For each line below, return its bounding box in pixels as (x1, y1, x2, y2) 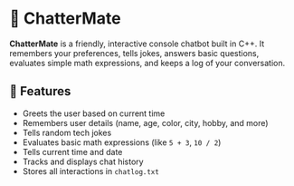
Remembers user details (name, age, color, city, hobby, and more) (22, 117, 269, 128)
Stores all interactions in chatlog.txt (22, 165, 160, 176)
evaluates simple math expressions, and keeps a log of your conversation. (9, 57, 286, 68)
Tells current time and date (22, 146, 123, 157)
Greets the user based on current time (22, 108, 166, 119)
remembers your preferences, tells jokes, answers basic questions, (9, 47, 260, 58)
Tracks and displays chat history (22, 156, 144, 167)
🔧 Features (9, 83, 71, 99)
